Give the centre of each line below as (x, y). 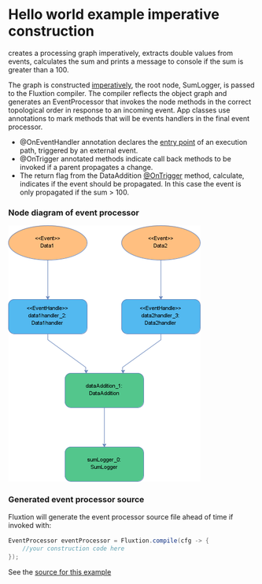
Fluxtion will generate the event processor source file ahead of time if (121, 516)
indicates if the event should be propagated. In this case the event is (130, 183)
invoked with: (30, 525)
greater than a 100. (39, 69)
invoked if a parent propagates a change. (86, 167)
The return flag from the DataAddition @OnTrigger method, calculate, (132, 176)
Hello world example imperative (114, 15)
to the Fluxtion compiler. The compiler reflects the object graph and (118, 93)
